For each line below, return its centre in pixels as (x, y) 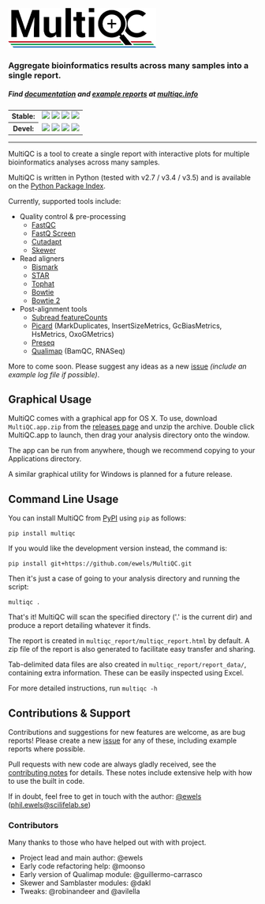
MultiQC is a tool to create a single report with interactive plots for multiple (129, 153)
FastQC (44, 225)
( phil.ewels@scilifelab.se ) (50, 805)
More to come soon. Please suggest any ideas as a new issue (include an (127, 366)
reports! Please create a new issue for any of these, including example (123, 740)
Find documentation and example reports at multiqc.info (103, 94)
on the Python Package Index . (57, 186)
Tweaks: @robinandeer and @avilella (80, 891)
